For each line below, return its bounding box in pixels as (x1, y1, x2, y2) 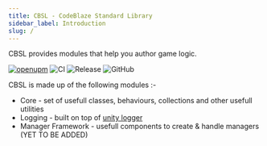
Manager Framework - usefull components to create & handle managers (19, 122, 260, 131)
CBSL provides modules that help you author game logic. (8, 49, 197, 59)
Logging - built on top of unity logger (19, 113, 143, 123)
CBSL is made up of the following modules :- (8, 80, 157, 90)
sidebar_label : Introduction (8, 19, 106, 27)
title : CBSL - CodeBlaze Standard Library (8, 11, 153, 20)
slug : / (8, 27, 35, 35)
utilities (19, 104, 44, 114)
